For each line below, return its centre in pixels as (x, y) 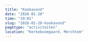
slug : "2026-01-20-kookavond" (36, 23)
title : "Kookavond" (25, 9)
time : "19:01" (19, 18)
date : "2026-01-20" (25, 14)
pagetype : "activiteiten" (31, 28)
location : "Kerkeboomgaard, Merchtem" (44, 32)
